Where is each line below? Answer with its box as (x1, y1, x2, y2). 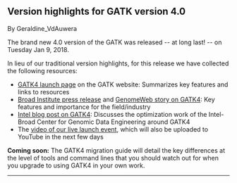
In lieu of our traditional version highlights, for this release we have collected (7, 59, 229, 68)
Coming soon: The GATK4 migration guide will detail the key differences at (7, 146, 226, 154)
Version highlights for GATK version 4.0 (7, 6, 186, 18)
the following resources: (7, 66, 78, 75)
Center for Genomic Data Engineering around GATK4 (36, 118, 190, 126)
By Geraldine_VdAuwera (7, 24, 78, 32)
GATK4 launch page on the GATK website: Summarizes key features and (17, 80, 229, 89)
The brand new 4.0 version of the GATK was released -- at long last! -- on (7, 38, 222, 46)
